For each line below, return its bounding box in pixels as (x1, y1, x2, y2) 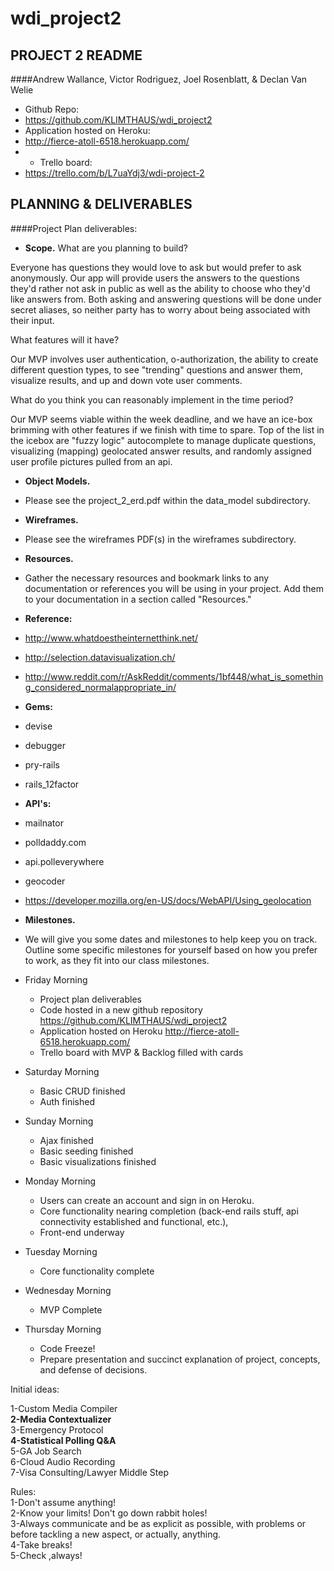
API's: (24, 797, 52, 809)
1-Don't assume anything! (10, 1496, 117, 1508)
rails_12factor (24, 778, 80, 790)
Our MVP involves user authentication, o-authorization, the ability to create (10, 353, 319, 365)
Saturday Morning (24, 1065, 100, 1077)
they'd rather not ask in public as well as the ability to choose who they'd (10, 282, 311, 294)
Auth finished (39, 1095, 95, 1107)
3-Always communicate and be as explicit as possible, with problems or (10, 1517, 307, 1529)
